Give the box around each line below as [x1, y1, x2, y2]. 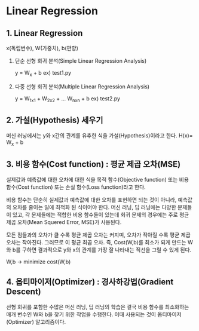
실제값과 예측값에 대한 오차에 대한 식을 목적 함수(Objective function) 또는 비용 [6, 176, 189, 183]
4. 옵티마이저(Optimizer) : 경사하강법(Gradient [6, 277, 174, 287]
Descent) [6, 287, 41, 297]
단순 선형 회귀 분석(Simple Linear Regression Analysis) [14, 57, 147, 64]
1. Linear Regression [6, 28, 83, 38]
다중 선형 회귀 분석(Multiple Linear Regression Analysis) [14, 82, 150, 90]
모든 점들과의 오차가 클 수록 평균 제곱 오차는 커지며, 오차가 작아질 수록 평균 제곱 [6, 231, 191, 238]
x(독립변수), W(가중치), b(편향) [6, 45, 79, 51]
